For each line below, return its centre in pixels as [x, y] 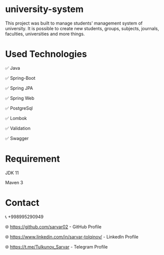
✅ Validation [18, 128]
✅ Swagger [17, 138]
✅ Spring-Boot [20, 78]
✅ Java [13, 68]
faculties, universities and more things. [45, 34]
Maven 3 [14, 182]
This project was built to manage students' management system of [74, 23]
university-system [44, 9]
